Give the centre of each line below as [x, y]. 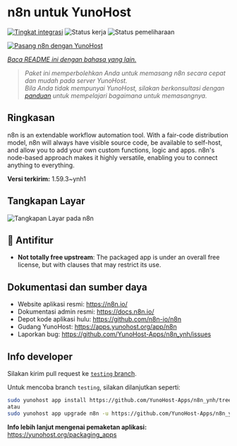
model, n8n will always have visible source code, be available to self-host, [115, 142]
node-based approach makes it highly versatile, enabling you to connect [113, 157]
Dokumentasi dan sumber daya [77, 287]
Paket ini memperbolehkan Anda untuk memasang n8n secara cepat [125, 73]
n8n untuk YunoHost [69, 12]
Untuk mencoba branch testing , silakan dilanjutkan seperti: [94, 387]
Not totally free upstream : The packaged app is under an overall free [119, 257]
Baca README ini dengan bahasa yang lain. [72, 59]
